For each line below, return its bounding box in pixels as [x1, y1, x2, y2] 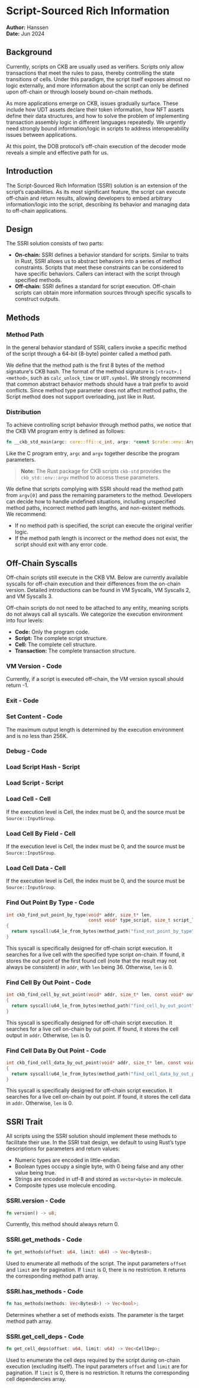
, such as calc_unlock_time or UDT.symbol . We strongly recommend [27, 375, 191, 382]
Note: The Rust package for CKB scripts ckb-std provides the [20, 468, 171, 475]
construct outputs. [14, 295, 60, 303]
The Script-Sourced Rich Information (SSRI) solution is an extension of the [6, 182, 188, 189]
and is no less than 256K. [6, 732, 68, 739]
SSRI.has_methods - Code [6, 1287, 84, 1296]
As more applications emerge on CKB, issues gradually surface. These [6, 100, 179, 107]
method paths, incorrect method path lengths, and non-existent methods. [6, 504, 185, 511]
